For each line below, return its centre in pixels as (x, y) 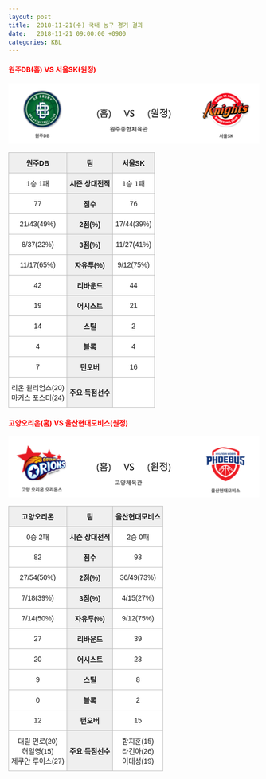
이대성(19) (138, 761)
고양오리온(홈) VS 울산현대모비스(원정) (68, 423)
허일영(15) (38, 752)
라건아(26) (138, 752)
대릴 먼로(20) (37, 742)
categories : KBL (35, 42)
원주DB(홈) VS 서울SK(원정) (53, 69)
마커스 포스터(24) (38, 398)
